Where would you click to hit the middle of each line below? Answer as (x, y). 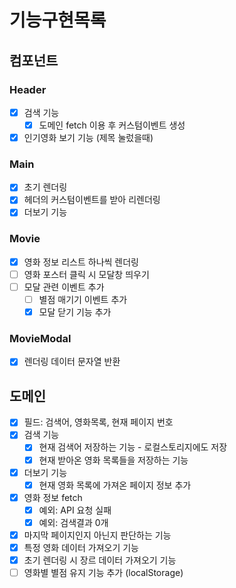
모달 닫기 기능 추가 (75, 312)
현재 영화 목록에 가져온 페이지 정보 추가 (115, 485)
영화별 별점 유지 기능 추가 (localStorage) (103, 573)
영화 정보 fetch (53, 497)
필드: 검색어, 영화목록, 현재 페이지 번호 (98, 422)
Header (28, 89)
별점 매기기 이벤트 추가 (83, 300)
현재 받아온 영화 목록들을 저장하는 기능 (113, 460)
